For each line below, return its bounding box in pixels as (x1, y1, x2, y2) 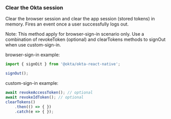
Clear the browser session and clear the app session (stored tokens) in (5, 16, 155, 22)
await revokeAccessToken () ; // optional (5, 90, 93, 96)
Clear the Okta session (5, 4, 63, 11)
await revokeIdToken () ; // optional (5, 94, 84, 100)
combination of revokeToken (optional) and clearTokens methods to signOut (5, 36, 166, 42)
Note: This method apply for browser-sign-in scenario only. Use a (5, 31, 144, 37)
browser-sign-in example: (5, 52, 60, 58)
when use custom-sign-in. (5, 42, 61, 48)
